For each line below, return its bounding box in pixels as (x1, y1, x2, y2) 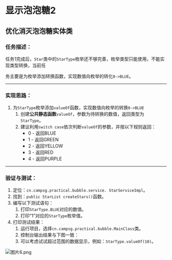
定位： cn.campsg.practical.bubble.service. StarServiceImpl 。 (12, 187, 148, 193)
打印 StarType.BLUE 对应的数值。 (20, 206, 87, 212)
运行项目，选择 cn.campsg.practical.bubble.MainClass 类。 (20, 226, 144, 232)
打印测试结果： (12, 219, 45, 225)
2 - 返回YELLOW (28, 143, 63, 149)
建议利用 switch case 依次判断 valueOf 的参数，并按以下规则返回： (20, 124, 156, 130)
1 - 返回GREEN (28, 137, 59, 143)
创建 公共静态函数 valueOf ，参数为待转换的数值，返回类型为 (20, 111, 144, 117)
